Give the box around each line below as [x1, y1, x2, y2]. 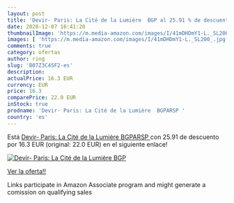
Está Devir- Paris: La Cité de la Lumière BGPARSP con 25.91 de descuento [7, 133, 219, 141]
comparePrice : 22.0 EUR [7, 95, 77, 101]
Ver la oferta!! [7, 167, 47, 175]
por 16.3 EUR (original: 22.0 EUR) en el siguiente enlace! [7, 140, 168, 148]
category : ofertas [7, 49, 61, 56]
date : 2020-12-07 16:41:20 [7, 23, 86, 30]
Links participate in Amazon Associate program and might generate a [7, 180, 206, 188]
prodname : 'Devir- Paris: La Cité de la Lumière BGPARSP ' [7, 107, 186, 114]
